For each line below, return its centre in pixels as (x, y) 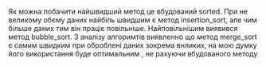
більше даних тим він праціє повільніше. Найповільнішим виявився (123, 28)
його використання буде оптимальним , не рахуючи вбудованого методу (133, 54)
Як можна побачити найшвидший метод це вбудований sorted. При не (128, 12)
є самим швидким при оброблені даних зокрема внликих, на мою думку (133, 45)
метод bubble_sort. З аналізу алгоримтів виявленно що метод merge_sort (133, 37)
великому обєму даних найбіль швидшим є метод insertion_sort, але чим (133, 20)
